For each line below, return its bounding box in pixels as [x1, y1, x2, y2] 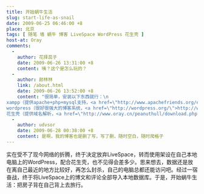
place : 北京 [6, 26, 35, 32]
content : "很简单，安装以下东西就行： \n [17, 94, 109, 100]
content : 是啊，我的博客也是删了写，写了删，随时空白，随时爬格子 [17, 133, 164, 140]
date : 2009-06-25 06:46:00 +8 [6, 20, 83, 26]
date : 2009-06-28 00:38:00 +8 [17, 128, 94, 134]
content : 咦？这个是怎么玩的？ [17, 65, 87, 72]
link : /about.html [17, 83, 64, 89]
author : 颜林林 [17, 77, 53, 83]
